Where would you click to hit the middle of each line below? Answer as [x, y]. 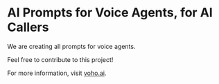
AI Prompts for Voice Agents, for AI [110, 13]
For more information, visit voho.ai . [57, 73]
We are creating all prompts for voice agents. [71, 46]
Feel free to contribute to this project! [60, 59]
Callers [28, 27]
